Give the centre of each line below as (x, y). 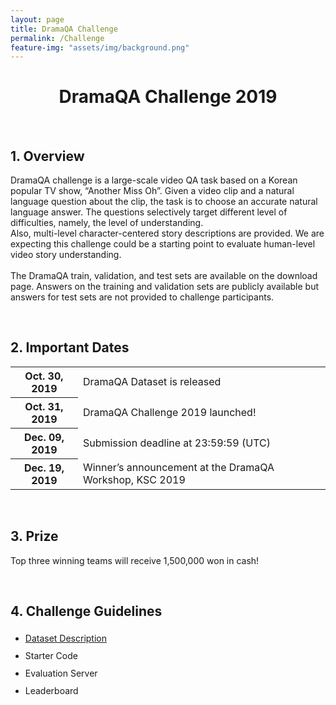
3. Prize (34, 536)
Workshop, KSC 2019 (134, 479)
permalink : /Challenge (57, 38)
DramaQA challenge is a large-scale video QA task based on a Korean (154, 180)
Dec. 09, (44, 437)
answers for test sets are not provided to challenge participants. (142, 297)
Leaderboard (51, 691)
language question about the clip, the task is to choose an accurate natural (164, 201)
